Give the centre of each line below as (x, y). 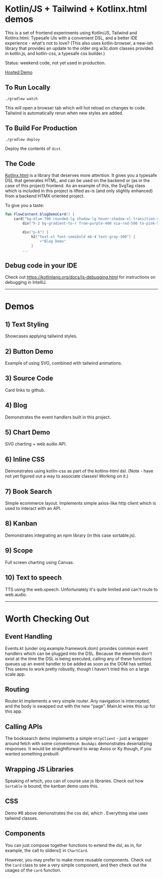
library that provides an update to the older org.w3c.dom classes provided (79, 48)
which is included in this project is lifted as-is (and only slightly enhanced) (79, 191)
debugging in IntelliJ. (26, 282)
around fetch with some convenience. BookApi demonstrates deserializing (79, 744)
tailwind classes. (22, 818)
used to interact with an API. (33, 509)
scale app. (15, 674)
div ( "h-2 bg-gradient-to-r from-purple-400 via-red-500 (80, 224)
